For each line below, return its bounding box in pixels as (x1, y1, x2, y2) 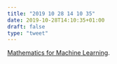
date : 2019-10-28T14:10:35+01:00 (7, 17, 105, 24)
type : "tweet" (7, 29, 49, 37)
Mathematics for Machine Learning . (7, 49, 111, 57)
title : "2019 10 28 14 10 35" (7, 10, 96, 17)
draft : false (7, 23, 46, 30)
